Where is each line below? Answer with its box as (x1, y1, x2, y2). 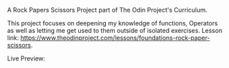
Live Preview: (7, 54, 46, 63)
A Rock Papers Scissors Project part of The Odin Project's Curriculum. (7, 6, 208, 14)
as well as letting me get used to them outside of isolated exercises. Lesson (7, 27, 223, 34)
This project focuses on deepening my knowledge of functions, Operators (7, 19, 218, 27)
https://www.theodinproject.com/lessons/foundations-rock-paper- (20, 34, 210, 42)
